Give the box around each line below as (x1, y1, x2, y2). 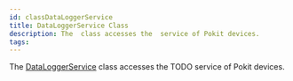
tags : (9, 37, 29, 47)
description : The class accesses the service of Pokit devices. (9, 29, 260, 38)
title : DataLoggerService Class (9, 21, 129, 30)
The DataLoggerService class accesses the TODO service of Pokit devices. (9, 62, 286, 72)
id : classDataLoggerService (9, 12, 114, 22)
